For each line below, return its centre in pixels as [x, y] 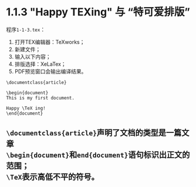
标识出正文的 [167, 155]
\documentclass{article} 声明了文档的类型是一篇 [94, 133]
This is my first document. [40, 98]
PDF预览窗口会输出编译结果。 [50, 71]
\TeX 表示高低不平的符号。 [53, 177]
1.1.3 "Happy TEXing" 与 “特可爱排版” [98, 12]
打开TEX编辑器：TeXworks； [50, 42]
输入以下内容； [33, 56]
